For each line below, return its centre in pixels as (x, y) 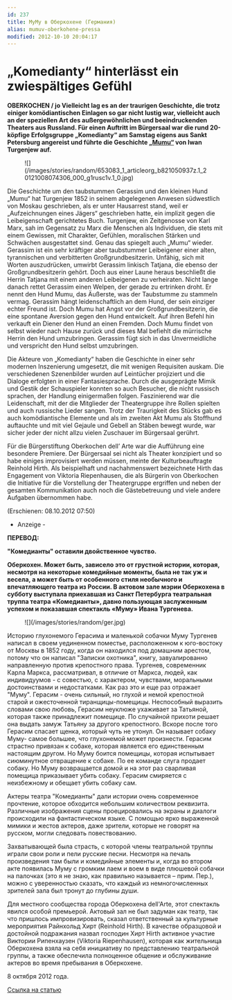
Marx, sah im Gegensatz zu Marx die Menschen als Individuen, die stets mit (115, 228)
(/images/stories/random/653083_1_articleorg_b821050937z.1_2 (116, 170)
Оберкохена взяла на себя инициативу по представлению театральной (113, 948)
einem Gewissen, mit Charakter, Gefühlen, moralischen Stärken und (104, 235)
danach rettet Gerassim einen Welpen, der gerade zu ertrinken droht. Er (109, 287)
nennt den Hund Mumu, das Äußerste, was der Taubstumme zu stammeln (113, 294)
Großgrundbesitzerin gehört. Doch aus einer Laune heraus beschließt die (111, 272)
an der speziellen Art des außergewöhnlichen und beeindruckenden (107, 120)
